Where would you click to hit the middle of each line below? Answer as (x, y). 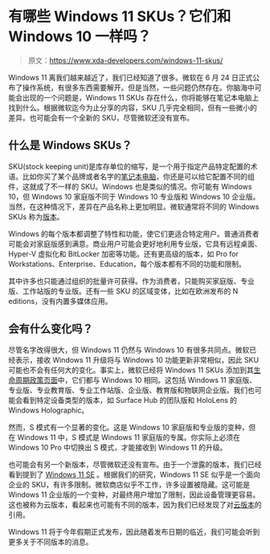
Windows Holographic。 (49, 410)
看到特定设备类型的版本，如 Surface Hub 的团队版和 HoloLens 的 (129, 400)
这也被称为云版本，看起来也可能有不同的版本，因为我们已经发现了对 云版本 (131, 504)
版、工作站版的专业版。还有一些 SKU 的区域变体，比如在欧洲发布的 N (123, 291)
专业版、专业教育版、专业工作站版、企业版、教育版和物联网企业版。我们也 (131, 390)
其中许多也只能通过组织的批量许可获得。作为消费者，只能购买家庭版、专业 (131, 281)
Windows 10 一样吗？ (80, 37)
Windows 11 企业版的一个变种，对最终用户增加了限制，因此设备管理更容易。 (134, 494)
